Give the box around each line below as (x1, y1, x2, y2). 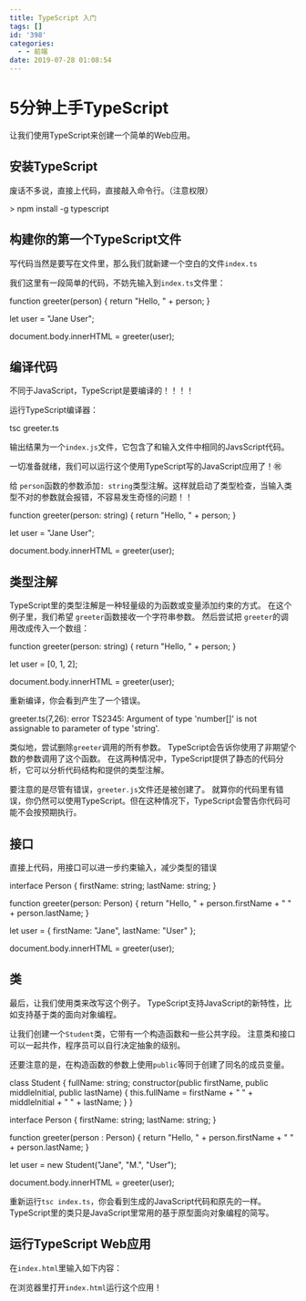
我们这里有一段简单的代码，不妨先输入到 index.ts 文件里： (9, 277, 226, 288)
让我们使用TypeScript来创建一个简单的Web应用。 (9, 129, 196, 140)
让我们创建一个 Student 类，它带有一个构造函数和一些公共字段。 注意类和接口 (9, 1027, 296, 1039)
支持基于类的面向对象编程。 (16, 1008, 121, 1019)
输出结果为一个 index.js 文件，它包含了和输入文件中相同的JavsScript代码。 (9, 441, 290, 452)
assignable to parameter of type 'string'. (9, 723, 160, 734)
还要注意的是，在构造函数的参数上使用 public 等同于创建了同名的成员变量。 (9, 1058, 290, 1069)
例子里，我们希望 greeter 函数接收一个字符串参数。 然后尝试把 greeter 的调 (9, 612, 290, 623)
